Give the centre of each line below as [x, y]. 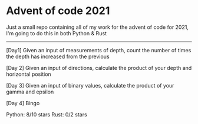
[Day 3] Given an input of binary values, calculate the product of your [90, 85]
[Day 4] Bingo [23, 103]
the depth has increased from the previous [58, 56]
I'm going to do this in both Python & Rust [57, 33]
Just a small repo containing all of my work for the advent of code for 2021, [97, 27]
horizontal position [29, 74]
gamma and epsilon [30, 92]
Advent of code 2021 [58, 11]
